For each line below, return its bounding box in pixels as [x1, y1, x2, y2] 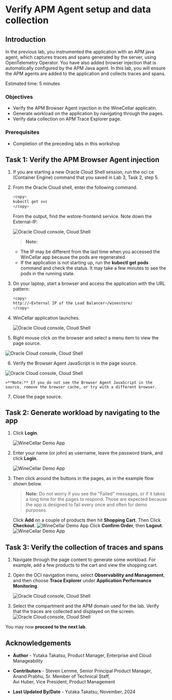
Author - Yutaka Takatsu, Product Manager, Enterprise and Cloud [12, 652, 151, 659]
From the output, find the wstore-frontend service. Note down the [12, 213, 152, 220]
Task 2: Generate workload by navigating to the [5, 408, 160, 417]
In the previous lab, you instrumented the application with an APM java [5, 49, 155, 55]
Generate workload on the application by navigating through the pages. [12, 111, 164, 117]
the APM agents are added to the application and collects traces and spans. [5, 70, 166, 77]
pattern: [12, 286, 30, 292]
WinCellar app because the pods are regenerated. [20, 254, 127, 260]
